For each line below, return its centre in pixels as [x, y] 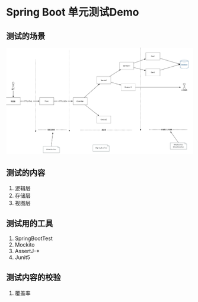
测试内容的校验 [33, 278]
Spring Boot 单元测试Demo [73, 12]
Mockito [25, 244]
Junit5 [23, 257]
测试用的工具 [30, 224]
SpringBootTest [34, 238]
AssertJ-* [27, 251]
